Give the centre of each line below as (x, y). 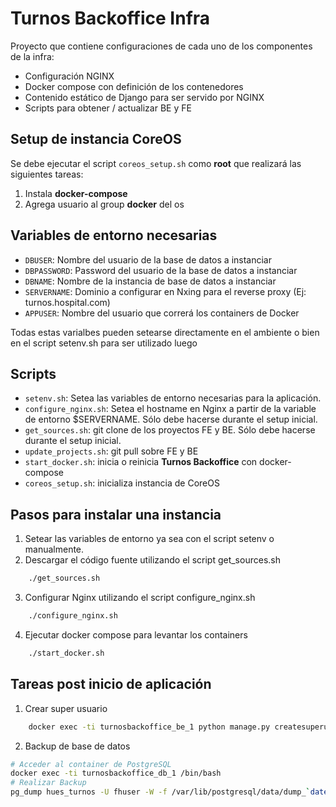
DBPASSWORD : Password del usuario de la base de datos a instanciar (161, 270)
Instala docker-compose (76, 193)
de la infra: (32, 56)
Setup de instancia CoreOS (96, 139)
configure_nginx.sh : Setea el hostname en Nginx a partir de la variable (170, 409)
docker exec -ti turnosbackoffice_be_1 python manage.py (149, 727)
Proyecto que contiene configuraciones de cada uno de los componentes (161, 46)
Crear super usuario (66, 708)
